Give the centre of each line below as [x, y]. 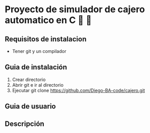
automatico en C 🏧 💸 [48, 20]
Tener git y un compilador [39, 51]
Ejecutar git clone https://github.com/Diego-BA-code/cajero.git [78, 90]
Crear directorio [29, 79]
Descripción [24, 124]
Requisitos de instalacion [46, 39]
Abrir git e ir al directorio [38, 85]
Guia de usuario [30, 106]
